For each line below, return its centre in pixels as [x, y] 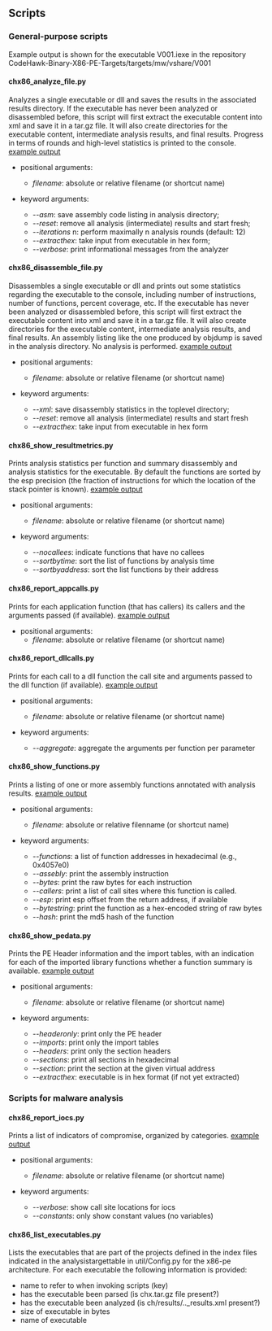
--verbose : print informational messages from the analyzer [130, 249]
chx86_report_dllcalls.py [52, 658]
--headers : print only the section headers [101, 1051]
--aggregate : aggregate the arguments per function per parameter [144, 748]
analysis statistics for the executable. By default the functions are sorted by [135, 472]
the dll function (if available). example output [83, 685]
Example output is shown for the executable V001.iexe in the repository [127, 54]
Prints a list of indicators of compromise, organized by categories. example [134, 1136]
